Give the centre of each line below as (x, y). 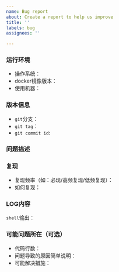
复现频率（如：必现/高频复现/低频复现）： (64, 180)
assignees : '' (23, 33)
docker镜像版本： (36, 81)
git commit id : (32, 133)
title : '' (18, 22)
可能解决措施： (32, 263)
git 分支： (26, 119)
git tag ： (26, 126)
